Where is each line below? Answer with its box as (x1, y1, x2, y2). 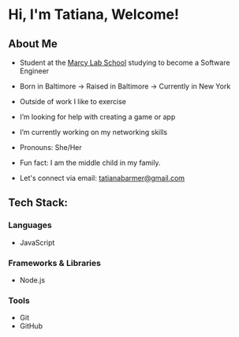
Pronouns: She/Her (19, 143, 83, 152)
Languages (8, 219, 53, 230)
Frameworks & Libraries (8, 257, 101, 268)
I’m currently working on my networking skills (19, 128, 168, 137)
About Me (8, 37, 58, 51)
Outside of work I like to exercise (19, 97, 126, 106)
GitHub (19, 321, 43, 331)
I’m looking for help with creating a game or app (19, 112, 176, 122)
